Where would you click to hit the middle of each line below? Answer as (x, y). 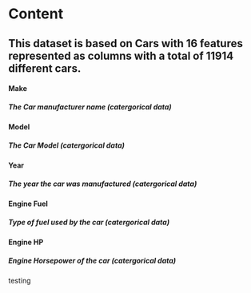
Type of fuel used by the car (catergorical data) (89, 222)
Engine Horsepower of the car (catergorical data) (92, 260)
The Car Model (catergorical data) (67, 145)
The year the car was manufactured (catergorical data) (103, 184)
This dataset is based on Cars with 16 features (126, 44)
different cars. (45, 68)
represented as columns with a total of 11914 (121, 55)
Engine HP (26, 242)
